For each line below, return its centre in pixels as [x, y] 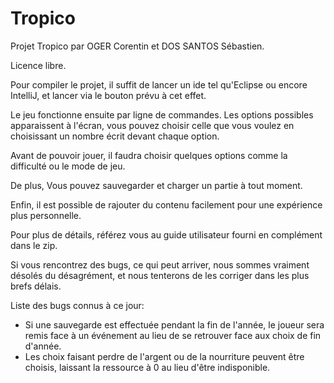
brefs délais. [36, 286]
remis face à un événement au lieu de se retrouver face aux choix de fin [173, 335]
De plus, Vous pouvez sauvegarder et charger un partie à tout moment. [156, 185]
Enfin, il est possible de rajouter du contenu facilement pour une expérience [166, 204]
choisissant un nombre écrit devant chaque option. [115, 136]
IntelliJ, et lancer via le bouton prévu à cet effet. [108, 95]
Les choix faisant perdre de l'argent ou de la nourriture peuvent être [164, 356]
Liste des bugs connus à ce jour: [77, 305]
